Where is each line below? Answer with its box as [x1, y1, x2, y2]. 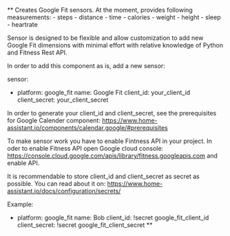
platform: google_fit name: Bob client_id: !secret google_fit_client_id [17, 213, 209, 222]
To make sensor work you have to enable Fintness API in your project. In [7, 137, 212, 145]
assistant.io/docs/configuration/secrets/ [7, 187, 121, 195]
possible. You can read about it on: [7, 180, 106, 188]
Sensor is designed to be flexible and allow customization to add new [7, 34, 204, 42]
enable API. [7, 159, 40, 167]
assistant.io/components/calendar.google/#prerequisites [7, 124, 168, 131]
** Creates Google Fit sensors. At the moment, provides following [7, 6, 193, 14]
